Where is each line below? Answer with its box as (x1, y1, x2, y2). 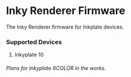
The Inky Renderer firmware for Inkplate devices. (6, 23, 124, 30)
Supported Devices (6, 38, 63, 46)
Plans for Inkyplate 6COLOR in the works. (6, 64, 106, 71)
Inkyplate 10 (14, 51, 44, 58)
